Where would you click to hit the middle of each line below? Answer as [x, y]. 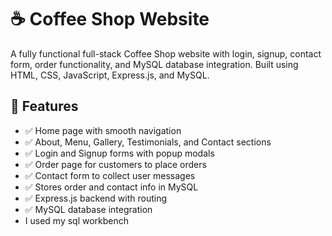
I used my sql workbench [77, 220]
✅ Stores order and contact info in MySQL [111, 187]
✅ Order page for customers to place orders [115, 164]
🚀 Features [44, 106]
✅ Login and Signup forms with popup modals [119, 153]
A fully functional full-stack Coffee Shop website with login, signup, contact [166, 53]
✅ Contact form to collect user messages [110, 175]
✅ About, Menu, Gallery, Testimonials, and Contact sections [148, 142]
